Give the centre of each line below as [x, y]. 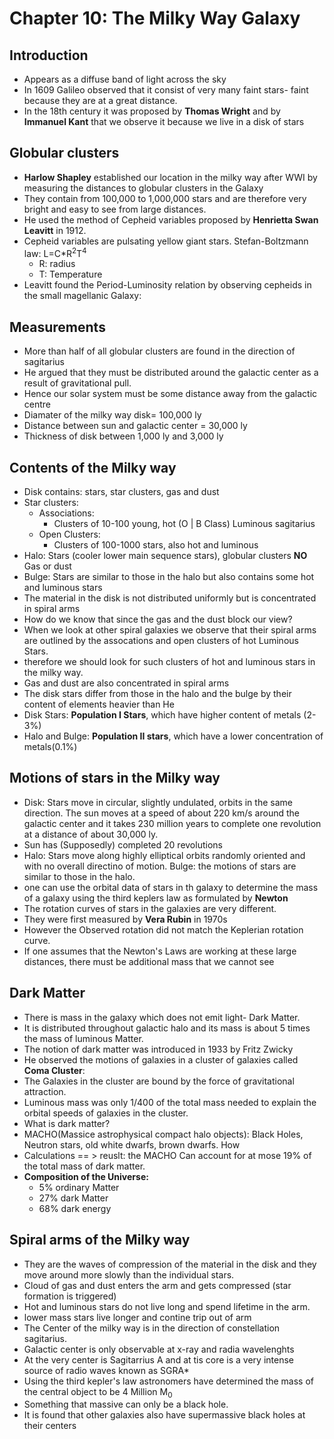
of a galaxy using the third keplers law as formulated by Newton [156, 898]
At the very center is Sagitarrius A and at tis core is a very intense [159, 1359]
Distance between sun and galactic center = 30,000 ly [135, 426]
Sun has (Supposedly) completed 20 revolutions [123, 844]
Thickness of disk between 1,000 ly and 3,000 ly [123, 436]
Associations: [66, 513]
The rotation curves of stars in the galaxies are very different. [150, 908]
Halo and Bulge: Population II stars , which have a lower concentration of [173, 736]
